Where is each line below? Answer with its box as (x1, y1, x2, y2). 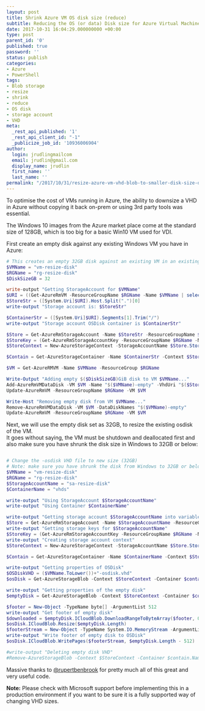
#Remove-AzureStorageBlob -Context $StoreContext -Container (6, 655, 165, 661)
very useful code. (6, 672, 51, 680)
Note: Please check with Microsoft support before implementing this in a (6, 684, 189, 691)
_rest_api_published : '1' (12, 129, 78, 135)
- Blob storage (6, 83, 45, 89)
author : (6, 145, 26, 152)
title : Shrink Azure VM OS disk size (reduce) (6, 15, 127, 21)
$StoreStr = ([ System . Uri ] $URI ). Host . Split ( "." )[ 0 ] (6, 298, 140, 304)
